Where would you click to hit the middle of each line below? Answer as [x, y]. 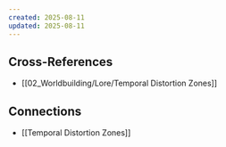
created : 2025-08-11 [47, 17]
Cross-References [61, 62]
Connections [45, 111]
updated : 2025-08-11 [47, 26]
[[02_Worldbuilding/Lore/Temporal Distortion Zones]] [119, 83]
